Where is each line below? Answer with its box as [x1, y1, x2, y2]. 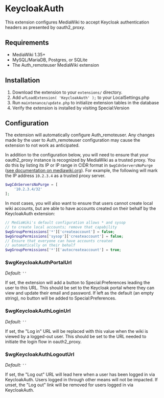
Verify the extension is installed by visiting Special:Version [12, 105, 130, 111]
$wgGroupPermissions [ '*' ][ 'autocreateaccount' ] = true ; [5, 248, 121, 252]
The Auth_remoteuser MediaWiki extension [12, 62, 99, 68]
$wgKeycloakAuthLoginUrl [5, 307, 71, 314]
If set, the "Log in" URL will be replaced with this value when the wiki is [5, 328, 148, 334]
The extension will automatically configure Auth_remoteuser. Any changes [5, 132, 155, 138]
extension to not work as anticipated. [5, 143, 80, 149]
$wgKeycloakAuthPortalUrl [5, 259, 72, 266]
